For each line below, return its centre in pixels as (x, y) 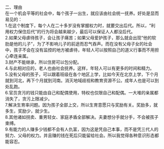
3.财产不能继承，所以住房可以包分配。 (43, 62)
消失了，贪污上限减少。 (29, 99)
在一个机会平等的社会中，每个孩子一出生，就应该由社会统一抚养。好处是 (78, 13)
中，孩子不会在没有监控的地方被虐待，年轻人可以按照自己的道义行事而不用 (80, 50)
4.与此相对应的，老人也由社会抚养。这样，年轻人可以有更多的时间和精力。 (80, 68)
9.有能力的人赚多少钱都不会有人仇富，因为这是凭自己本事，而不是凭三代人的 (82, 129)
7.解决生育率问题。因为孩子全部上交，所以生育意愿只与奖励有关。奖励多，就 (82, 105)
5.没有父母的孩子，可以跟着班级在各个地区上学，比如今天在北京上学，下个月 (82, 74)
